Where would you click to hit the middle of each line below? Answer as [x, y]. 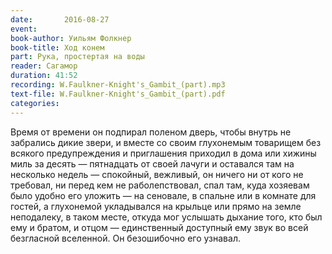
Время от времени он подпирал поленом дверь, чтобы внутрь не [151, 132]
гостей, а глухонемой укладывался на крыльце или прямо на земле [156, 206]
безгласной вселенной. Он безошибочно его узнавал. [125, 238]
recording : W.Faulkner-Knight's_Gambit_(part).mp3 [118, 85]
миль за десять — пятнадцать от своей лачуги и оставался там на [152, 163]
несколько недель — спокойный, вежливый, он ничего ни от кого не [157, 174]
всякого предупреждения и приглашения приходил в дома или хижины [163, 153]
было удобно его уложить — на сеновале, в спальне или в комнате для [163, 195]
